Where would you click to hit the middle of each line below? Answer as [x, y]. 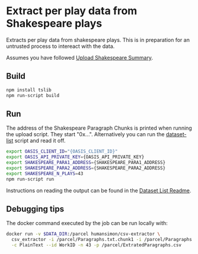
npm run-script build [33, 95]
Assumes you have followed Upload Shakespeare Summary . [79, 57]
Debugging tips [35, 209]
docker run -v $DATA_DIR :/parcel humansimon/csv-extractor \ [83, 234]
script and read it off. [40, 141]
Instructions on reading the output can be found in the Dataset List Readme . [99, 190]
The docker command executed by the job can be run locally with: [87, 223]
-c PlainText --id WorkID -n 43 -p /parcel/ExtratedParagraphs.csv [97, 245]
